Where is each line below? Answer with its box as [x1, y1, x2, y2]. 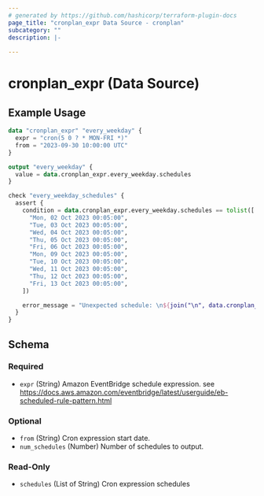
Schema [8, 338, 49, 351]
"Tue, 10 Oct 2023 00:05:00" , [28, 257, 128, 266]
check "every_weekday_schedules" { [8, 192, 125, 200]
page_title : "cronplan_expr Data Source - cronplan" [8, 19, 185, 27]
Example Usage [8, 105, 86, 119]
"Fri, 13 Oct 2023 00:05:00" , [28, 279, 128, 287]
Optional [8, 415, 42, 426]
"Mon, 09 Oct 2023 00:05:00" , [28, 250, 128, 258]
